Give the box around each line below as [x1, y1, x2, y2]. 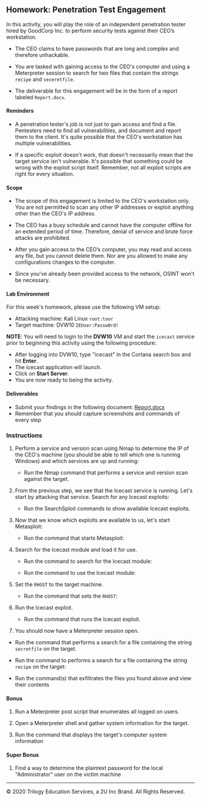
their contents [14, 681, 50, 688]
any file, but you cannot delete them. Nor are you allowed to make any [14, 252, 188, 260]
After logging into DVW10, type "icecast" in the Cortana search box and [14, 351, 191, 358]
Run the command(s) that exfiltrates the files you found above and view [14, 674, 191, 681]
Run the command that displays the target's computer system [14, 731, 167, 738]
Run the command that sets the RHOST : [23, 592, 118, 599]
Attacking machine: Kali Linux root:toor [14, 315, 114, 322]
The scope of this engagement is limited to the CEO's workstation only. [14, 197, 190, 205]
